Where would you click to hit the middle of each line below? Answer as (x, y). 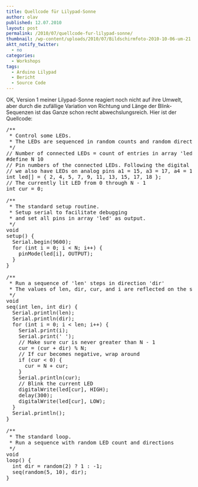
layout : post (22, 28)
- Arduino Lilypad (34, 72)
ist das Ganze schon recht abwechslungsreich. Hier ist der (106, 112)
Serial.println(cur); (50, 377)
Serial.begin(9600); (42, 242)
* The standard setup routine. (54, 206)
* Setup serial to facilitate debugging (68, 212)
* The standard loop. (40, 437)
